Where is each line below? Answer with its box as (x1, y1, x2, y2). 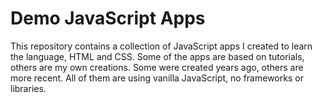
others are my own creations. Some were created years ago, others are (10, 61, 304, 73)
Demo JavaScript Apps (10, 7, 206, 30)
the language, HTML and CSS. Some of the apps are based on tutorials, (10, 50, 305, 62)
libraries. (10, 82, 47, 94)
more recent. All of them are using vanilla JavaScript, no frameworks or (10, 72, 304, 84)
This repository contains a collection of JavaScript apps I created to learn (10, 40, 313, 52)
